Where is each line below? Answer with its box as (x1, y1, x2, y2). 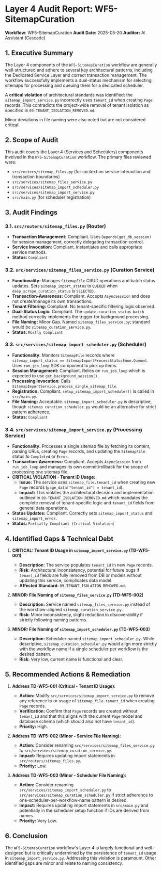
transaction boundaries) (12, 174, 60, 179)
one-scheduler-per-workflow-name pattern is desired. (19, 797, 128, 803)
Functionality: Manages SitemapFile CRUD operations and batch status (12, 277, 156, 283)
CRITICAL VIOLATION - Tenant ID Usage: (12, 474, 96, 480)
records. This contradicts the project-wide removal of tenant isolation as (5, 102, 149, 108)
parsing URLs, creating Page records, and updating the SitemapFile (12, 449, 146, 454)
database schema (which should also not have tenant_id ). (19, 718, 135, 724)
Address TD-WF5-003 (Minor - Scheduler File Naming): (12, 772, 127, 778)
